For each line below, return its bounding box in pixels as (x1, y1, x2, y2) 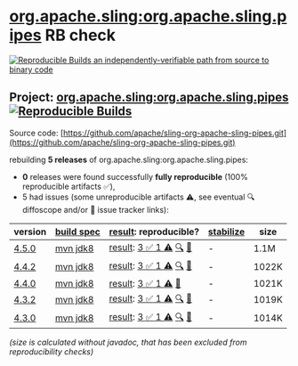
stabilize (207, 225, 246, 238)
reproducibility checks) (9, 346, 94, 357)
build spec (54, 225, 101, 238)
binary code (9, 64, 53, 75)
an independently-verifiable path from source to (93, 54, 270, 65)
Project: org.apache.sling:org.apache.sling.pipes (9, 90, 289, 105)
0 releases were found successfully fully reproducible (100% (21, 171, 249, 182)
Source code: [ (9, 127, 64, 138)
